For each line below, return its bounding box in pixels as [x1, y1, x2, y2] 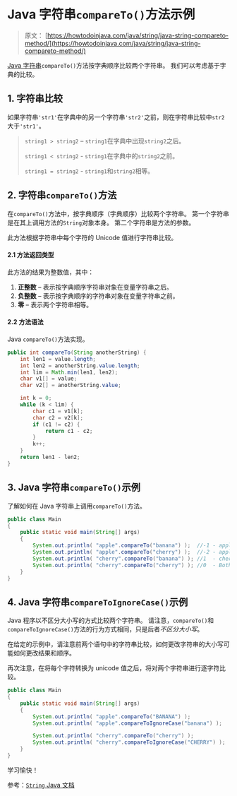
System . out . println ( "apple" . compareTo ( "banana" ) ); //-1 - [32, 542, 217, 550]
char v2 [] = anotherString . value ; [20, 382, 121, 389]
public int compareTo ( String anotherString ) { [7, 349, 147, 356]
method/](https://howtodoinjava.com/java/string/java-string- [24, 39, 201, 47]
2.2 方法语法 [7, 318, 44, 326]
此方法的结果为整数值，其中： [7, 268, 94, 276]
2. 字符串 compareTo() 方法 [7, 189, 117, 201]
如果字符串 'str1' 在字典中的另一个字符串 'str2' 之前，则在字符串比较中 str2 [7, 112, 225, 121]
